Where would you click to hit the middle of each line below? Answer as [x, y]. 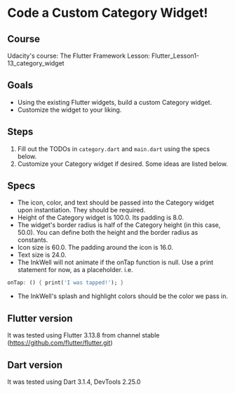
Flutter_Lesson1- [176, 56]
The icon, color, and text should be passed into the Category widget [116, 202]
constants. [33, 240]
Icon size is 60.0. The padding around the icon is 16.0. [95, 247]
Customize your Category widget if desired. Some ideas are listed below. [122, 164]
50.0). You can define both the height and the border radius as [108, 233]
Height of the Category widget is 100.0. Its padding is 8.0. [100, 218]
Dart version [35, 365]
